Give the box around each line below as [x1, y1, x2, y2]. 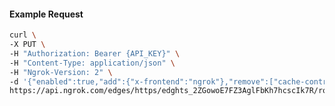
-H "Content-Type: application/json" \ [9, 58, 176, 68]
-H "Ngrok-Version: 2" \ [9, 67, 113, 77]
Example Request [9, 8, 84, 20]
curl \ [9, 30, 37, 40]
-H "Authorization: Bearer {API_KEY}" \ [9, 48, 181, 59]
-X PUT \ [9, 40, 46, 50]
